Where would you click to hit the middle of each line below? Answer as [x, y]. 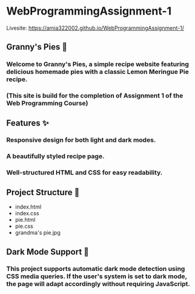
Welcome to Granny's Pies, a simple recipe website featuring [98, 64]
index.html [28, 207]
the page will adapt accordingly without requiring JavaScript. [98, 284]
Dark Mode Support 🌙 [48, 252]
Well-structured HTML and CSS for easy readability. [84, 173]
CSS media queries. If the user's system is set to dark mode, [97, 276]
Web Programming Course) [47, 103]
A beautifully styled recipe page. [55, 156]
